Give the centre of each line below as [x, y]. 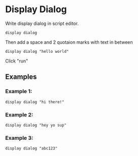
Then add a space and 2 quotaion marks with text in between [69, 42]
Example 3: [19, 138]
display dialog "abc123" [31, 148]
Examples [21, 77]
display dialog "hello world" [37, 51]
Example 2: [19, 114]
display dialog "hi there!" [35, 102]
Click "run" [17, 61]
